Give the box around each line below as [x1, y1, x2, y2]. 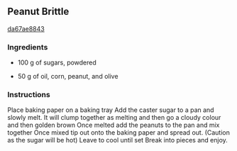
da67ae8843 [7, 24, 45, 33]
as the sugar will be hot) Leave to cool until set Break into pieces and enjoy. [7, 136, 228, 145]
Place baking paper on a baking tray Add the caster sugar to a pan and [7, 106, 214, 114]
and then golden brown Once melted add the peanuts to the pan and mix [7, 121, 220, 130]
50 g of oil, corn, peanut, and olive [17, 72, 118, 81]
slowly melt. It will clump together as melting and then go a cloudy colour [7, 113, 221, 122]
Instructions [7, 90, 51, 100]
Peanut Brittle [7, 6, 70, 18]
